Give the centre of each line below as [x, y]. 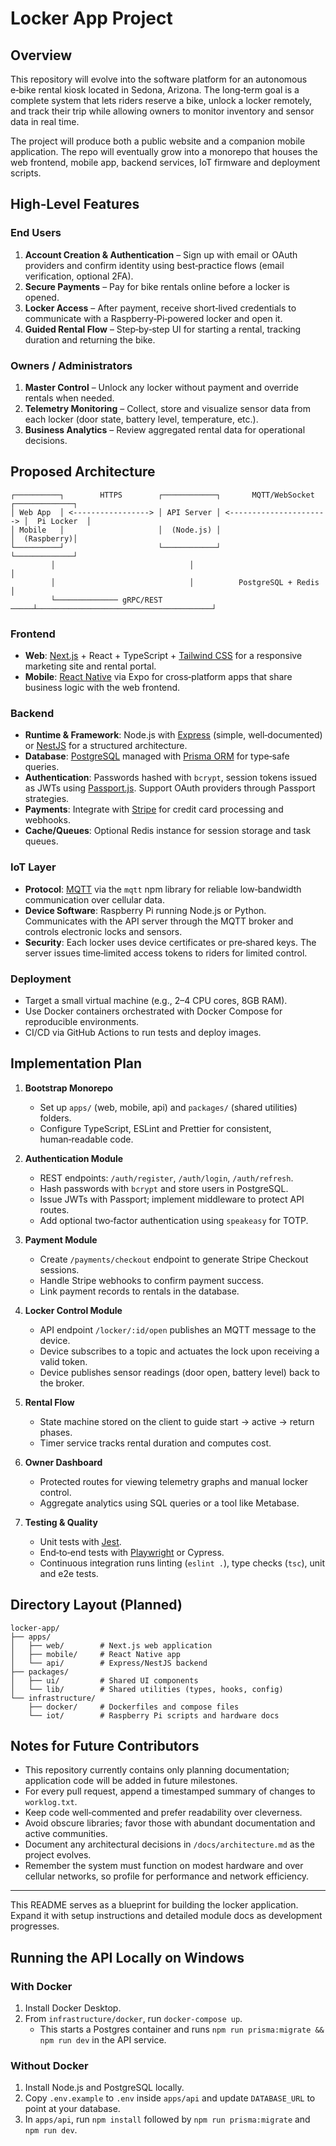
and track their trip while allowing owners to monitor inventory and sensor [162, 111]
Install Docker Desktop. [73, 2008]
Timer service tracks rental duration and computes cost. [155, 1443]
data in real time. [45, 121]
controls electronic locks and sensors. [103, 931]
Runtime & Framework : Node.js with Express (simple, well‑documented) [173, 735]
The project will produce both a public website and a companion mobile [158, 141]
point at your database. [72, 2109]
